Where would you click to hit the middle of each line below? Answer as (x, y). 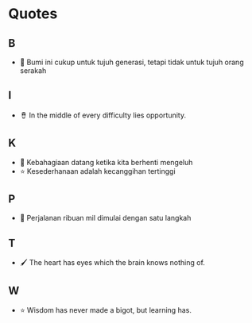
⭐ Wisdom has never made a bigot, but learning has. (106, 310)
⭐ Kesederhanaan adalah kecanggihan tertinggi (98, 171)
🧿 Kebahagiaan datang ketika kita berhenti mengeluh (106, 162)
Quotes (33, 14)
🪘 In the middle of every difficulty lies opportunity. (103, 115)
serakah (33, 71)
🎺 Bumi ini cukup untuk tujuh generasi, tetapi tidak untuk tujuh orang (132, 62)
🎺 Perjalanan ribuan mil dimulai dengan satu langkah (105, 218)
